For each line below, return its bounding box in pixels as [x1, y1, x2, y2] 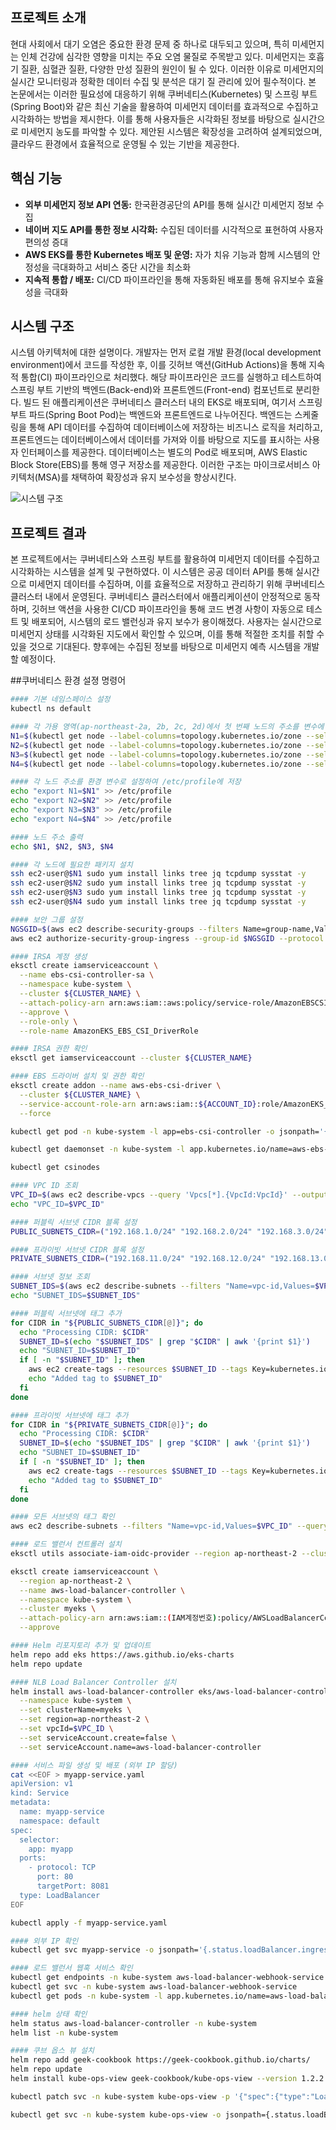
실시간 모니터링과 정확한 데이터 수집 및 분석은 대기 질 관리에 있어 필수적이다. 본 [10, 75, 317, 87]
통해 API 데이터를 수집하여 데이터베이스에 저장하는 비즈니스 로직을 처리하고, [28, 421, 323, 433]
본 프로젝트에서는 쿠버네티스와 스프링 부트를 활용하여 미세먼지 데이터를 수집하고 [10, 553, 321, 565]
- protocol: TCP [28, 1863, 97, 1873]
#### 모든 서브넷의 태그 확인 [10, 1512, 115, 1522]
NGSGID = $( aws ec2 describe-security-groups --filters [10, 924, 240, 934]
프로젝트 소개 [10, 9, 87, 27]
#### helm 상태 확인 [10, 2009, 88, 2019]
